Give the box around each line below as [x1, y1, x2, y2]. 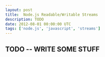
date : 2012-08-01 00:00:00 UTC [5, 21, 71, 27]
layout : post [5, 7, 33, 13]
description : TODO [5, 17, 44, 22]
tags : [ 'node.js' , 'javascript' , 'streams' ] [5, 26, 100, 31]
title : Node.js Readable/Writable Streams [5, 12, 98, 17]
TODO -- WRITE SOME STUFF [5, 45, 100, 53]
